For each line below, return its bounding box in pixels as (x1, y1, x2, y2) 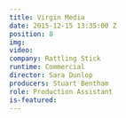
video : (9, 46, 34, 55)
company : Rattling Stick (9, 54, 101, 63)
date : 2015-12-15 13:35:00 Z (9, 21, 117, 30)
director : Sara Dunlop (9, 71, 93, 80)
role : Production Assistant (9, 87, 114, 96)
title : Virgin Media (9, 12, 86, 22)
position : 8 (9, 29, 53, 38)
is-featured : (9, 95, 58, 105)
